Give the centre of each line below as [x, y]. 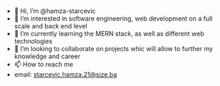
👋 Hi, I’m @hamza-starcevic [55, 11]
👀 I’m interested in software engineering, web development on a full [113, 18]
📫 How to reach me [43, 64]
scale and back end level [51, 26]
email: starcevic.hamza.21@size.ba [66, 74]
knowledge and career [47, 56]
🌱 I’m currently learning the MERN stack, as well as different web [109, 33]
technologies [33, 41]
